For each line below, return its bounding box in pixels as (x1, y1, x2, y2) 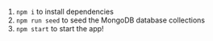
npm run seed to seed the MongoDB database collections (15, 15, 206, 25)
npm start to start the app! (15, 24, 104, 33)
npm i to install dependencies (15, 7, 115, 16)
